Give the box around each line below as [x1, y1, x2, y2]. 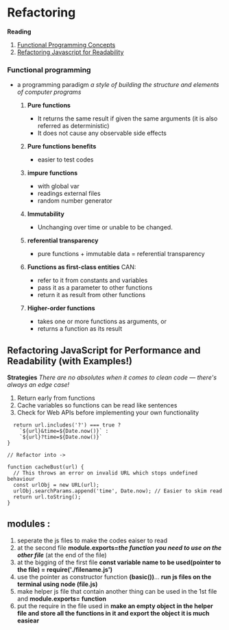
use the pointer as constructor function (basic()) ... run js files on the [16, 572, 212, 581]
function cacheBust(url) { [7, 464, 84, 470]
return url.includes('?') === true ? [13, 422, 121, 429]
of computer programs [16, 88, 82, 97]
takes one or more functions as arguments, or [37, 317, 167, 326]
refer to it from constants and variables [37, 276, 148, 285]
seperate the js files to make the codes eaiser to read [16, 536, 168, 544]
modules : [7, 518, 51, 530]
